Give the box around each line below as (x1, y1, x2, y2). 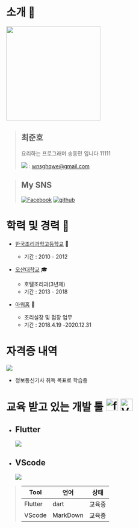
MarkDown (52, 511, 84, 520)
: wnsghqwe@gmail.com (28, 162, 90, 169)
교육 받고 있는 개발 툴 (6, 400, 104, 413)
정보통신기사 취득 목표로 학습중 (14, 377, 88, 384)
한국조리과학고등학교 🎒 (14, 240, 69, 247)
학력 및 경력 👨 (6, 219, 70, 233)
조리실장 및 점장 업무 (23, 313, 73, 321)
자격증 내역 (6, 344, 58, 358)
